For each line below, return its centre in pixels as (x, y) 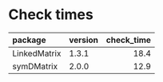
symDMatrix (35, 66)
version (83, 40)
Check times (51, 15)
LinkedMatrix (37, 53)
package (29, 40)
